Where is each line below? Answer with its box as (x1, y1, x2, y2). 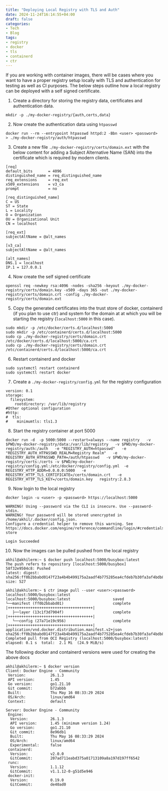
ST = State (5, 204, 28, 209)
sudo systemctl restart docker (5, 370, 71, 375)
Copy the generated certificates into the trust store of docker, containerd (12, 305, 163, 311)
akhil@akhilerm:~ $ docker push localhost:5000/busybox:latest (5, 557, 140, 562)
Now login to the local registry (12, 485, 75, 492)
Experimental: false (10, 743, 62, 748)
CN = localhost (5, 221, 37, 226)
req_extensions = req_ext (5, 178, 69, 183)
